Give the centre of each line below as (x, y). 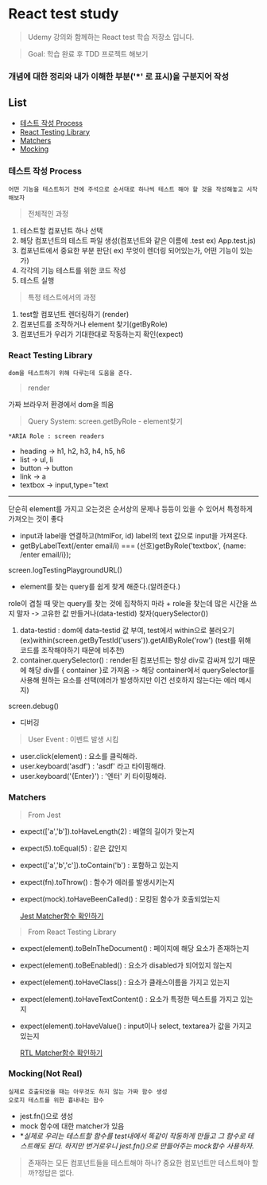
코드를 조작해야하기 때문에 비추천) (72, 651)
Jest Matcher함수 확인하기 (62, 916)
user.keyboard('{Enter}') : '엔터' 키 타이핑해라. (93, 776)
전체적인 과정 (48, 213)
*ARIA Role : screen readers (56, 436)
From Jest (44, 815)
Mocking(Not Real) (46, 1074)
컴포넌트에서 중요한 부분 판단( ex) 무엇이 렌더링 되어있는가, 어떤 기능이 (129, 250)
